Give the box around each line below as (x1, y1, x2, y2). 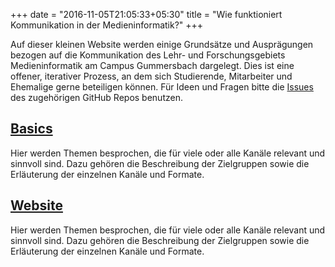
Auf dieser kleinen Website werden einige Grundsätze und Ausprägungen (10, 39, 314, 50)
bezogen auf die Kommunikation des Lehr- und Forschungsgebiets (10, 49, 286, 61)
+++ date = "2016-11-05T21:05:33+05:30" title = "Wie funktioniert (10, 9, 283, 20)
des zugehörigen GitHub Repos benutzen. (10, 92, 183, 103)
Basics (10, 120, 53, 138)
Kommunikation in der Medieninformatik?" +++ (10, 19, 204, 31)
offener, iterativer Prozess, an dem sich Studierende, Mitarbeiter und (10, 70, 293, 82)
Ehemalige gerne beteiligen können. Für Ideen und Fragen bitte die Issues (10, 81, 314, 93)
